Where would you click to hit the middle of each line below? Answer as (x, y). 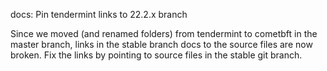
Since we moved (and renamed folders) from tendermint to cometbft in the (164, 33)
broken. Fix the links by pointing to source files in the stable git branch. (156, 55)
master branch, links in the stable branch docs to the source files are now (161, 44)
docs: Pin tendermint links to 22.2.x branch (99, 14)
